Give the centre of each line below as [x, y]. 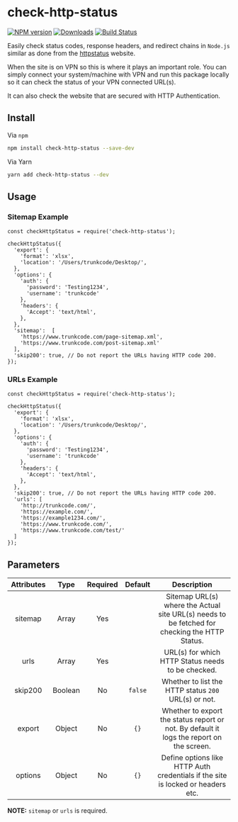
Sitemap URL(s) [192, 597]
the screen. [192, 746]
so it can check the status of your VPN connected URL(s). [92, 81]
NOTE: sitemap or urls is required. [57, 811]
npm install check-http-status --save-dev [71, 148]
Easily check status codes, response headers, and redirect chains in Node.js [119, 45]
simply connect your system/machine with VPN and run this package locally [118, 74]
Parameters [34, 564]
